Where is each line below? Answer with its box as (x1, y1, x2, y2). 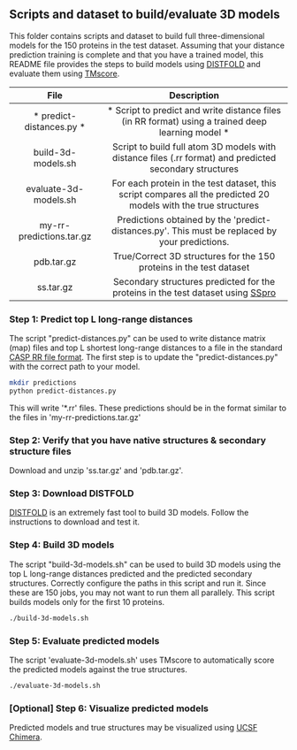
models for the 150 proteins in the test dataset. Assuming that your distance (9, 40, 286, 50)
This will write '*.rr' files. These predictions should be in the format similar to (9, 402, 287, 413)
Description (169, 88, 219, 101)
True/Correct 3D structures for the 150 (113, 249, 276, 262)
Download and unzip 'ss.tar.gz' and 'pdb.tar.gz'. (9, 465, 184, 476)
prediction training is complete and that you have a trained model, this (9, 49, 263, 60)
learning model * (158, 126, 230, 138)
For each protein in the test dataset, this (111, 177, 277, 189)
